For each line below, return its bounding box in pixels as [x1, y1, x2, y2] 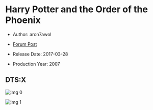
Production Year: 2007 [12, 61, 60, 67]
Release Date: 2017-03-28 [12, 51, 68, 57]
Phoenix [5, 14, 41, 26]
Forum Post [12, 41, 37, 47]
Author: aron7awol [12, 31, 52, 37]
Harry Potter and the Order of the [5, 4, 148, 15]
